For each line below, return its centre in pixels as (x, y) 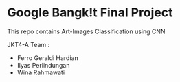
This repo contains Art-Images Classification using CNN (87, 31)
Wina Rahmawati (41, 72)
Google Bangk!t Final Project (90, 13)
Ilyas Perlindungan (43, 65)
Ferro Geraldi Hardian (47, 58)
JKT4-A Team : (29, 44)
